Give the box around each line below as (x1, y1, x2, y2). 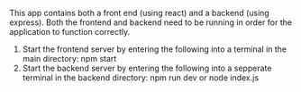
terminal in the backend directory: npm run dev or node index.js (22, 72, 260, 83)
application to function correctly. (9, 27, 131, 37)
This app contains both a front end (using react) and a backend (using (9, 8, 270, 18)
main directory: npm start (22, 54, 117, 63)
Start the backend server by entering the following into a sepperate (22, 63, 272, 73)
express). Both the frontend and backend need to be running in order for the (9, 17, 293, 28)
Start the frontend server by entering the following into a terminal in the (22, 44, 287, 54)
